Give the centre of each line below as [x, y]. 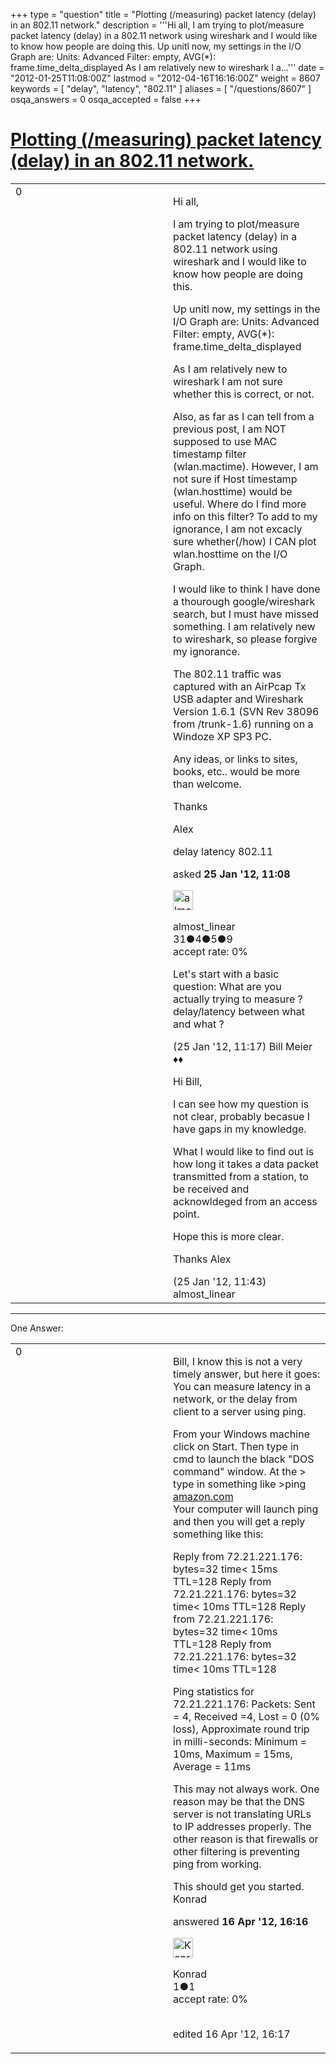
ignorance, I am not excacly [238, 529]
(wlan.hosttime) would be [233, 491]
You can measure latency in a [242, 1386]
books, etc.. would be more [237, 771]
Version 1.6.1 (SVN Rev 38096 [246, 711]
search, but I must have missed [246, 614]
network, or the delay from [235, 1399]
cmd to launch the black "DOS [244, 1459]
